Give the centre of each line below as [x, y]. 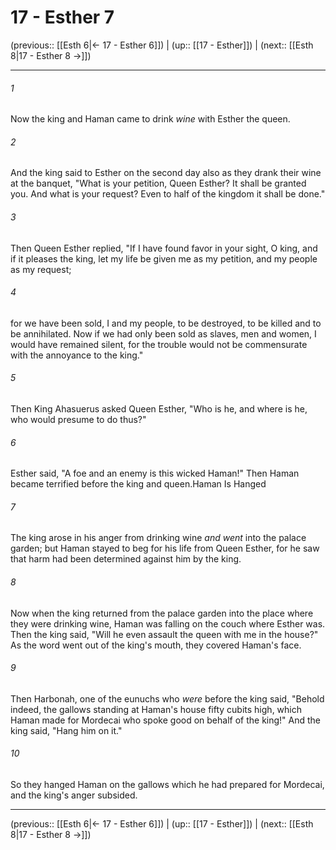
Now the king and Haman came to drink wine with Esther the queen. [150, 119]
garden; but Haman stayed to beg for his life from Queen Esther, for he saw [165, 548]
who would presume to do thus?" [78, 419]
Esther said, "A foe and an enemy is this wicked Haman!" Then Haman [155, 473]
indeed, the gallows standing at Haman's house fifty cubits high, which [156, 709]
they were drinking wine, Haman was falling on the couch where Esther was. [168, 623]
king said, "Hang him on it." [66, 730]
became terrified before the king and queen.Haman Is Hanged [138, 484]
